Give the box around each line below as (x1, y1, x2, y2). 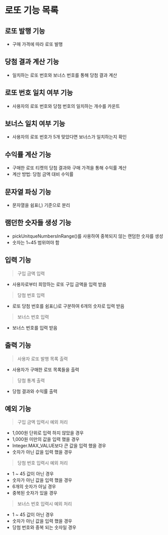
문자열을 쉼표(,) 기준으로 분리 (12, 202, 70, 208)
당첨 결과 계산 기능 (5, 57, 59, 66)
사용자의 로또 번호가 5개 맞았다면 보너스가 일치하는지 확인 (12, 134, 127, 140)
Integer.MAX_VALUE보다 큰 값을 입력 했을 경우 (12, 443, 107, 449)
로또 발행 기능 (5, 27, 45, 35)
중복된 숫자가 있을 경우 (12, 490, 58, 496)
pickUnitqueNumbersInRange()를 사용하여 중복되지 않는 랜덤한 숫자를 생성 (12, 233, 163, 239)
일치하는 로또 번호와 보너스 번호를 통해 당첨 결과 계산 (12, 72, 117, 78)
